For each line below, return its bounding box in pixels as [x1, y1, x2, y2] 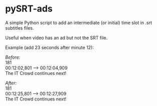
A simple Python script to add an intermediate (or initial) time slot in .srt [5, 20, 152, 26]
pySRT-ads [5, 3, 53, 15]
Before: [5, 54, 21, 60]
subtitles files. [5, 25, 34, 31]
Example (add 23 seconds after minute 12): [5, 44, 94, 50]
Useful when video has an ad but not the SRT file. [5, 35, 108, 41]
